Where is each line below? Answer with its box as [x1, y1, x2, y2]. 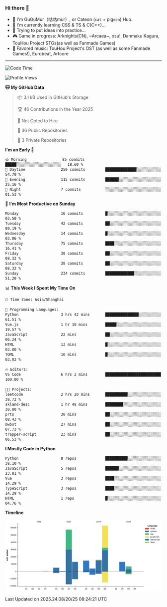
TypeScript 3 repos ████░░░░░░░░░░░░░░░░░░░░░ [5, 486, 162, 491]
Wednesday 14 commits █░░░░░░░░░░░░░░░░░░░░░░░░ [5, 231, 162, 236]
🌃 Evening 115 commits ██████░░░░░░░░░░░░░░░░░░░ [5, 177, 162, 182]
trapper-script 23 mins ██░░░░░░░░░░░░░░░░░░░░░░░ [5, 432, 162, 437]
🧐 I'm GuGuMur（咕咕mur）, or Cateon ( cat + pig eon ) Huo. [12, 16, 133, 22]
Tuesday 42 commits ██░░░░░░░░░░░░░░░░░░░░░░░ [5, 221, 162, 226]
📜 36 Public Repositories [17, 127, 68, 134]
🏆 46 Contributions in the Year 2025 [17, 106, 93, 112]
